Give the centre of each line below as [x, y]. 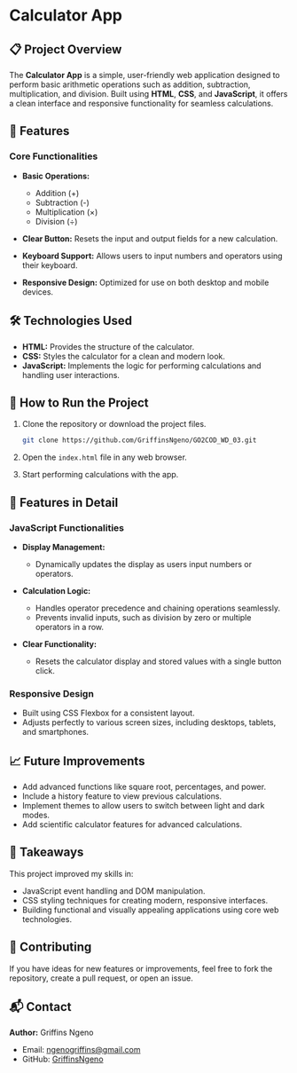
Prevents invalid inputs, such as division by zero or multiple [143, 617]
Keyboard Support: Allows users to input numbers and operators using [152, 256]
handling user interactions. [70, 375]
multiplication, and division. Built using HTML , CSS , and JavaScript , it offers [148, 94]
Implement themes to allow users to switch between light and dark [143, 805]
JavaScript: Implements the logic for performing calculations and [141, 366]
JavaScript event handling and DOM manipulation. [113, 891]
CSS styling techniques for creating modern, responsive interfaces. [145, 900]
